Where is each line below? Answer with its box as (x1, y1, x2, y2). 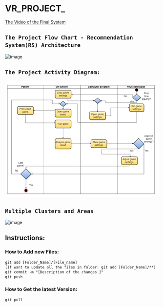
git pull (5, 298, 23, 303)
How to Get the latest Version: (5, 286, 78, 292)
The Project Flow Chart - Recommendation (5, 34, 133, 41)
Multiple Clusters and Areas (5, 208, 94, 214)
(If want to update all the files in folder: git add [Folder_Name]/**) (5, 265, 156, 270)
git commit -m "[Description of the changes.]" (5, 270, 104, 275)
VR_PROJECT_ (5, 3, 65, 14)
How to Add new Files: (5, 248, 60, 255)
